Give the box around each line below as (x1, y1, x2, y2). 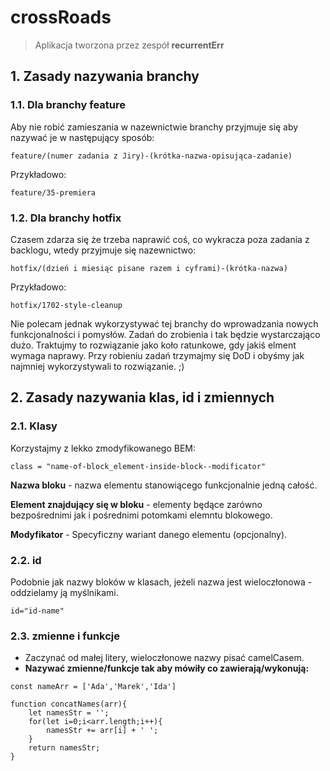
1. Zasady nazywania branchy (10, 68, 200, 85)
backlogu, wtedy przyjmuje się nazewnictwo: (10, 244, 197, 256)
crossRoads (10, 6, 112, 29)
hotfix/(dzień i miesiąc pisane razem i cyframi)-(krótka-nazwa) (10, 263, 288, 273)
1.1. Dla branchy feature (10, 98, 126, 112)
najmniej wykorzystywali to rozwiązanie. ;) (10, 360, 185, 372)
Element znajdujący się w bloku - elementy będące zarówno (10, 498, 263, 510)
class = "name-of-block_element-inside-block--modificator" (10, 461, 267, 471)
